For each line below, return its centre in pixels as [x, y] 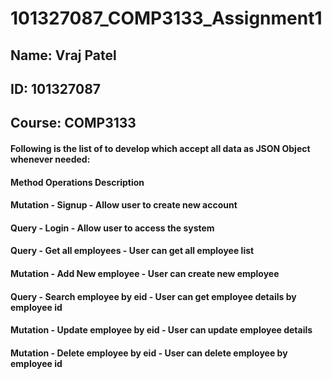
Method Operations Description [77, 182]
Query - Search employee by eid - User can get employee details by [153, 296]
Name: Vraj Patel [63, 55]
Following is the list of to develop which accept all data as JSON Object [160, 148]
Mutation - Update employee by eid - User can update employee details [161, 330]
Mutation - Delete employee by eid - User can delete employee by [149, 353]
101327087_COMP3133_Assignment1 [166, 18]
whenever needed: [50, 159]
